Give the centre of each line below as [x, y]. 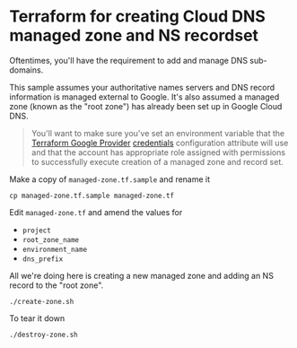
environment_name [55, 249]
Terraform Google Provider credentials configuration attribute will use [160, 143]
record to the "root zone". [57, 285]
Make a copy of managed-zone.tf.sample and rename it [110, 179]
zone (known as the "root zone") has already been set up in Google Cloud [146, 106]
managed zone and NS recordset [134, 35]
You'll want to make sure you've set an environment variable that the [158, 133]
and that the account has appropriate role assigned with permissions [158, 152]
